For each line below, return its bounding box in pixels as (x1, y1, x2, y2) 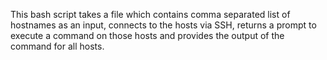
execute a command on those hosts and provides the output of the (10, 30, 285, 41)
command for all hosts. (10, 40, 105, 52)
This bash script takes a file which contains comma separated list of (10, 9, 291, 20)
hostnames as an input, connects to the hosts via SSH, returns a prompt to (10, 19, 317, 31)
